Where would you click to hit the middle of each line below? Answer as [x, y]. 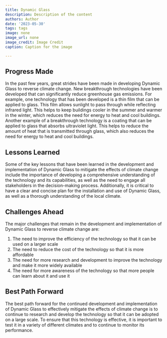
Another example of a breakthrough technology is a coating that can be [79, 121]
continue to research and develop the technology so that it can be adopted [82, 314]
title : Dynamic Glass [28, 10]
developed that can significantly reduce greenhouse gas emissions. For [79, 94]
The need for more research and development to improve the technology [87, 260]
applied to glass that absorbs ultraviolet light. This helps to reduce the [77, 126]
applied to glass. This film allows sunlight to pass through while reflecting [81, 105]
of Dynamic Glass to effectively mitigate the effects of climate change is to [82, 309]
